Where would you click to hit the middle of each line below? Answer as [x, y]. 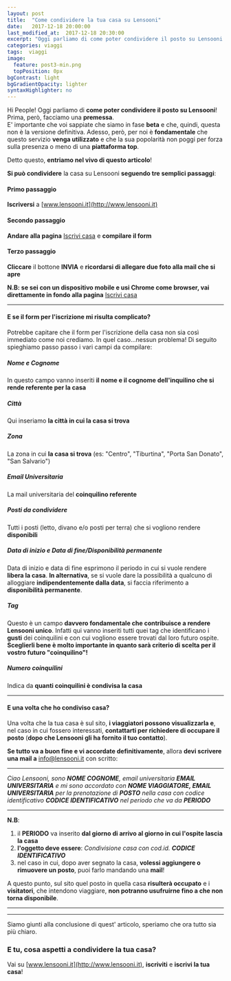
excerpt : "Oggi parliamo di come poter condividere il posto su [101, 39]
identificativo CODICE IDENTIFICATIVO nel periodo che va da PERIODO [109, 800]
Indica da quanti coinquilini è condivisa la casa [75, 685]
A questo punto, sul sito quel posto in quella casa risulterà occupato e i [109, 883]
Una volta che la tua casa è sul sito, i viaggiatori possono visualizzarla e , [111, 723]
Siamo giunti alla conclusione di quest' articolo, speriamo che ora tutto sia [112, 924]
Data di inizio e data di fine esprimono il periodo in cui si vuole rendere [107, 568]
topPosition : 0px [38, 71]
